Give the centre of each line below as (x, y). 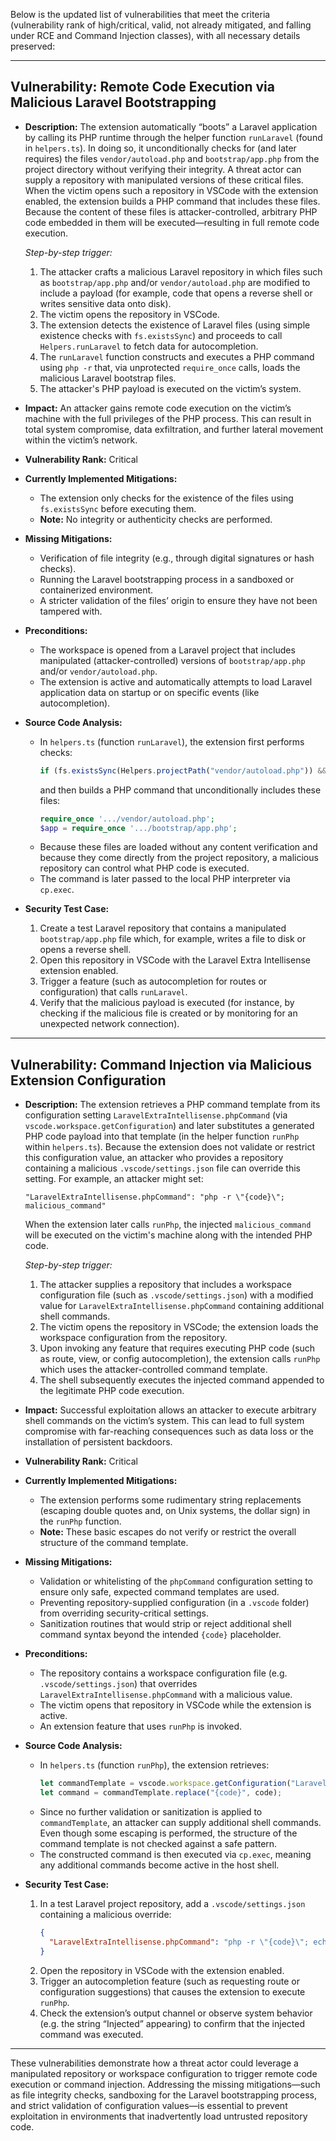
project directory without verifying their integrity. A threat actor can (163, 169)
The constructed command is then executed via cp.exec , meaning (175, 1854)
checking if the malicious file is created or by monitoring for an (168, 1013)
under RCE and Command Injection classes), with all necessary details (155, 35)
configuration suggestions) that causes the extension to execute (172, 1991)
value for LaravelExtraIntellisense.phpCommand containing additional (182, 1306)
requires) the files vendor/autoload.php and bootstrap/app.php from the (172, 158)
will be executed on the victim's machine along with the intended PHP (168, 1235)
